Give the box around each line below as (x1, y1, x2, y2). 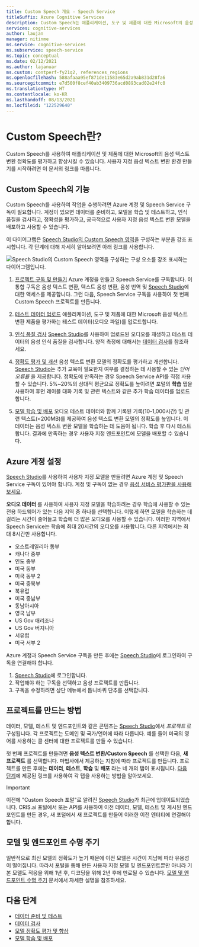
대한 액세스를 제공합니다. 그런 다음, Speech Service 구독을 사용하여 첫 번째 (14, 291, 190, 298)
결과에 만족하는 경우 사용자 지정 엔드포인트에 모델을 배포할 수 (32, 430, 173, 437)
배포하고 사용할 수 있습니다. (6, 223, 70, 231)
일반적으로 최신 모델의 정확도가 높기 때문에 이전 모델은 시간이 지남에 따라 (6, 854, 174, 861)
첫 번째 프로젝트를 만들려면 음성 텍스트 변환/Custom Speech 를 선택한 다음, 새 (6, 750, 188, 757)
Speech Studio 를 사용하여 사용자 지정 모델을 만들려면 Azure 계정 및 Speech (6, 473, 184, 481)
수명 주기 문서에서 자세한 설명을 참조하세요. (26, 876, 126, 884)
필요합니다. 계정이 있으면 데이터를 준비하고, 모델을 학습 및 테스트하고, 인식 (17, 209, 188, 216)
